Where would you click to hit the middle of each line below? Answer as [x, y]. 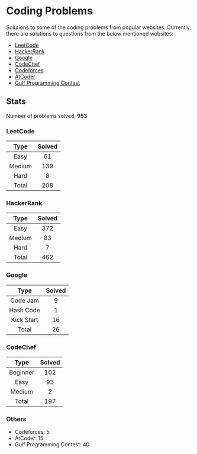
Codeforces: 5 [32, 432]
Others [16, 419]
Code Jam [25, 300]
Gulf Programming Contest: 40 [52, 445]
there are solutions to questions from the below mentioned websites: [90, 33]
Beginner [22, 372]
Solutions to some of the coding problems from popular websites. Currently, [98, 27]
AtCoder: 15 [29, 438]
